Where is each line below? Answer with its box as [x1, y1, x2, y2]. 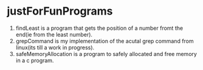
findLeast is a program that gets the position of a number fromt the [15, 24, 184, 32]
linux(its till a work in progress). [15, 44, 95, 51]
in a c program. [15, 57, 54, 64]
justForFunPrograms [7, 4, 113, 18]
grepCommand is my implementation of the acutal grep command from [15, 37, 194, 44]
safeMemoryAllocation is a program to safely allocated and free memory [15, 50, 197, 57]
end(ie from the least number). [15, 30, 93, 38]
